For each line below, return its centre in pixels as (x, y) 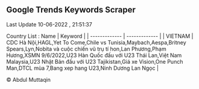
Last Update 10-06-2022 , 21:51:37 (49, 24)
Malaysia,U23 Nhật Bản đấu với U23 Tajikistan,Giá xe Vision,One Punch (95, 61)
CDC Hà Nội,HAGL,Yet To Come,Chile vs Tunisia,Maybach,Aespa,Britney (96, 42)
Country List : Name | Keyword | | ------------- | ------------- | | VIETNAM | (100, 36)
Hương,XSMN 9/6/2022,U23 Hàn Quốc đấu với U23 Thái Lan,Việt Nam (94, 55)
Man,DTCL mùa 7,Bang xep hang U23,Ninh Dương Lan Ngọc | (82, 68)
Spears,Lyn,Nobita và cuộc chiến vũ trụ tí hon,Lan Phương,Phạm (87, 49)
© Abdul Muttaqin (29, 79)
